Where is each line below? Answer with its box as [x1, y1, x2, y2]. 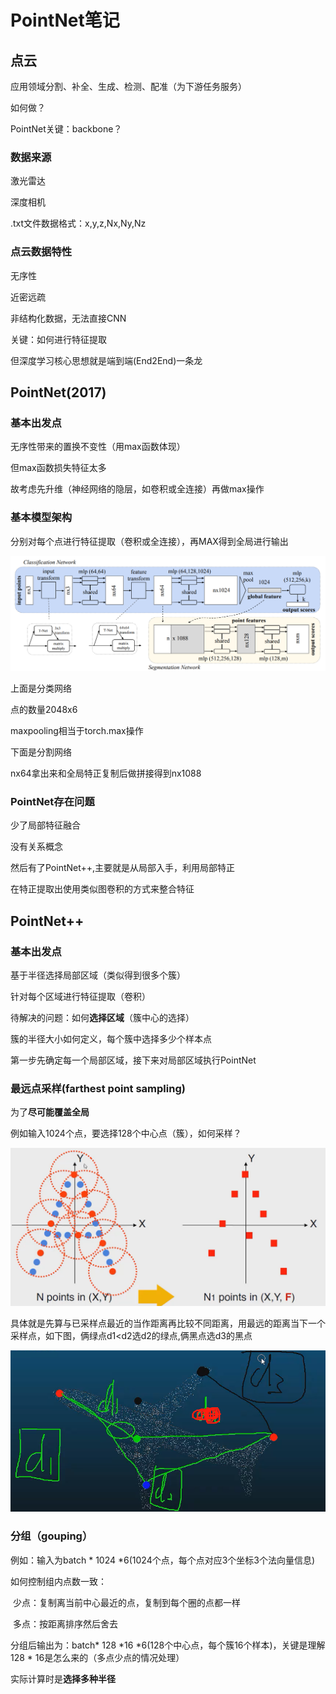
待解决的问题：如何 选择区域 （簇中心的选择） [10, 1012, 195, 1024]
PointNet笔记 [10, 9, 120, 32]
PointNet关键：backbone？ [10, 123, 123, 135]
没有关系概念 [10, 841, 63, 853]
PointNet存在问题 [10, 795, 95, 809]
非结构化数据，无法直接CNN [10, 312, 127, 324]
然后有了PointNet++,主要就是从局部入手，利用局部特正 [10, 862, 236, 874]
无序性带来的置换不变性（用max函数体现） [10, 441, 186, 453]
